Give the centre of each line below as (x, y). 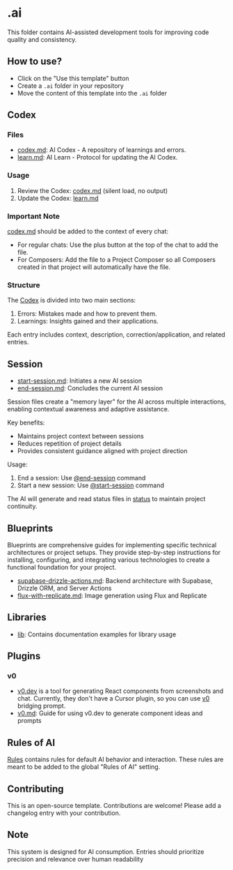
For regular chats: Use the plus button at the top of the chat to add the (118, 245)
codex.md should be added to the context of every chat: (88, 231)
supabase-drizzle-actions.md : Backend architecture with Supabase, (115, 581)
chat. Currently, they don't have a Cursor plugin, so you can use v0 (113, 699)
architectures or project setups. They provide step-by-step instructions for (114, 552)
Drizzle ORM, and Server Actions (64, 588)
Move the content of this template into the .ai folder (92, 93)
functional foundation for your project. (62, 567)
